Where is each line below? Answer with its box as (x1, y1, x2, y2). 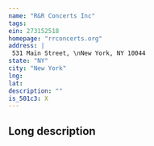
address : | (8, 42, 45, 50)
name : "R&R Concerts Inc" (8, 11, 95, 20)
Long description (8, 124, 96, 138)
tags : (8, 19, 27, 27)
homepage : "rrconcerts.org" (8, 34, 103, 43)
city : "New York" (8, 65, 67, 73)
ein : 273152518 (8, 27, 60, 35)
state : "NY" (8, 57, 48, 65)
